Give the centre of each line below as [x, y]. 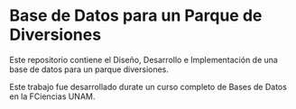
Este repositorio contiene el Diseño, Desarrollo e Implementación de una [143, 59]
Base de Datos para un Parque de [136, 16]
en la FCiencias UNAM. [52, 96]
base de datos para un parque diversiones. [89, 69]
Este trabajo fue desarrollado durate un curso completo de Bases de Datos [148, 86]
